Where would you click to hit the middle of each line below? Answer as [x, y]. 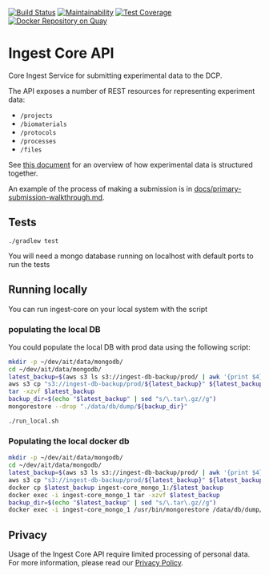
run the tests [29, 264]
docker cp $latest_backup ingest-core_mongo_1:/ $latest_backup [116, 488]
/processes [38, 141]
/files [31, 150]
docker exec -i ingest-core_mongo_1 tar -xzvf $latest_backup [114, 495]
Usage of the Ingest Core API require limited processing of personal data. [129, 554]
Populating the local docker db [69, 441]
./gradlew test [34, 241]
